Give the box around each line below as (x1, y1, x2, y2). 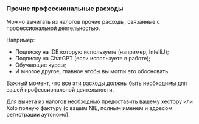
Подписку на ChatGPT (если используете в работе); (15, 55, 151, 62)
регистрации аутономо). (6, 111, 70, 119)
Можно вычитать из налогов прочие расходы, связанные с (6, 18, 160, 26)
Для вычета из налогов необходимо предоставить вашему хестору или (6, 98, 194, 105)
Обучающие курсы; (15, 61, 67, 68)
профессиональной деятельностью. (6, 24, 100, 32)
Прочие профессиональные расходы (6, 4, 124, 13)
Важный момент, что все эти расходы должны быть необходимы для (6, 79, 187, 87)
